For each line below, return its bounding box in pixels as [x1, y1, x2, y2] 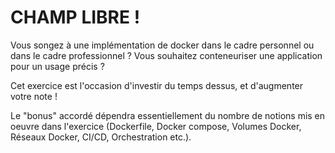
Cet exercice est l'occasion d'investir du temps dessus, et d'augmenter [10, 79, 304, 91]
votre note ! [10, 90, 58, 102]
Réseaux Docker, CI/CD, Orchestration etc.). [10, 131, 192, 143]
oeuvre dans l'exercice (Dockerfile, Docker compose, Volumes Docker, [10, 120, 302, 132]
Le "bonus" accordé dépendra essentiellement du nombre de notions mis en [10, 109, 326, 121]
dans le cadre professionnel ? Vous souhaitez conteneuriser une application [10, 49, 323, 61]
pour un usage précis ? [10, 60, 105, 72]
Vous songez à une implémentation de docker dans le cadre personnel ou [10, 39, 315, 51]
